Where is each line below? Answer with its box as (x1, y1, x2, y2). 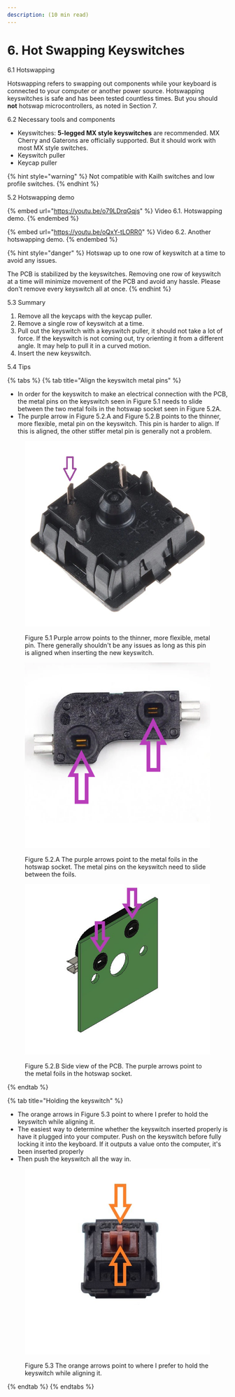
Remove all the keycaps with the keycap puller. (17, 312, 152, 320)
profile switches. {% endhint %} (7, 179, 99, 188)
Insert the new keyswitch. (17, 349, 92, 357)
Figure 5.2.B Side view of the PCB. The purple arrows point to (24, 1062, 202, 1071)
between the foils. (24, 869, 77, 879)
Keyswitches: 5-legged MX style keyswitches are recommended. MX (17, 128, 220, 137)
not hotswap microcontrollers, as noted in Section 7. (7, 102, 157, 110)
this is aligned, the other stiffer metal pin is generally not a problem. (17, 427, 212, 435)
